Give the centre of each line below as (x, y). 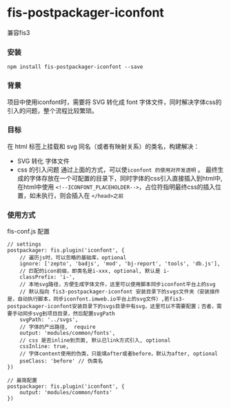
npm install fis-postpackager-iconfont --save (75, 67)
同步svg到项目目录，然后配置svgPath (69, 314)
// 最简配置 (22, 380)
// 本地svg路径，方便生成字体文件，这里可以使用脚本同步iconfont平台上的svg (118, 285)
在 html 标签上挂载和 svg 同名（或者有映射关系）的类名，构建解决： (103, 146)
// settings (24, 245)
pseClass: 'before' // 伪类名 (61, 361)
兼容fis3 (19, 32)
